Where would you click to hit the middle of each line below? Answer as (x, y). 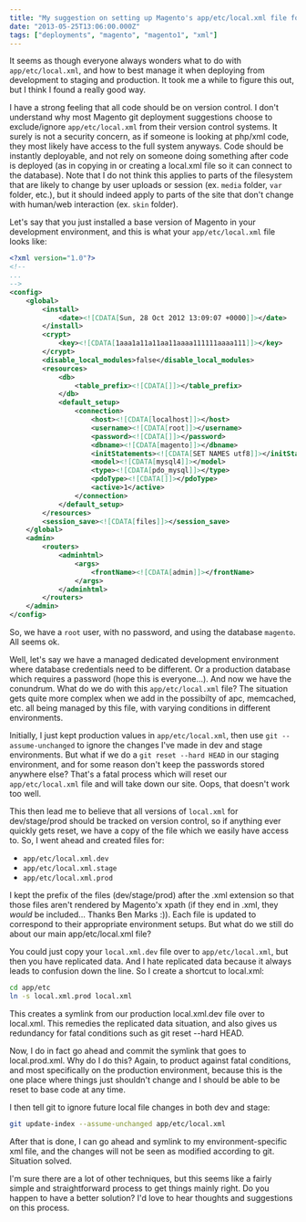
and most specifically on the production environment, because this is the (146, 1070)
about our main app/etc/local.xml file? (81, 934)
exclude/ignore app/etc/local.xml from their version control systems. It (143, 127)
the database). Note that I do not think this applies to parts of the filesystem (151, 175)
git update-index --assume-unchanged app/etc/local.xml (117, 1123)
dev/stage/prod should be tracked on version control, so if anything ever (145, 821)
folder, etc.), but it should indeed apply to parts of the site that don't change (152, 195)
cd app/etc (30, 987)
